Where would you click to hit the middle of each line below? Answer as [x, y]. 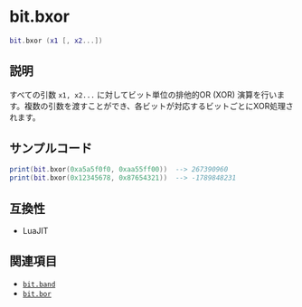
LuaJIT [35, 231]
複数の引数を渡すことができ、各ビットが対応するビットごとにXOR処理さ [159, 106]
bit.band [39, 284]
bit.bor [37, 294]
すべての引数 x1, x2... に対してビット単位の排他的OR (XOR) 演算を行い [143, 94]
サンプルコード [51, 149]
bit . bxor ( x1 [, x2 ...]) [56, 41]
